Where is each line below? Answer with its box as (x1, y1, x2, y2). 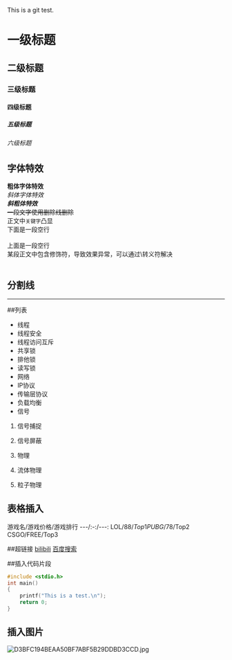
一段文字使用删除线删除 (7, 208, 74, 217)
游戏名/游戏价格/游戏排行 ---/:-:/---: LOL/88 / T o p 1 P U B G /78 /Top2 (7, 522, 190, 530)
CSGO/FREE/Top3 (7, 530, 59, 539)
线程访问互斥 (17, 337, 54, 346)
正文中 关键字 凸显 (7, 217, 53, 225)
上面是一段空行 (7, 242, 50, 250)
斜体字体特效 (7, 190, 43, 199)
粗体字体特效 (7, 182, 43, 190)
